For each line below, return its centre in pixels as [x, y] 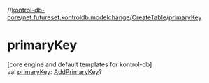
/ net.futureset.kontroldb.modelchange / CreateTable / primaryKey [111, 17]
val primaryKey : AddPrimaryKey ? [55, 71]
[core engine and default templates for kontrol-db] [80, 64]
